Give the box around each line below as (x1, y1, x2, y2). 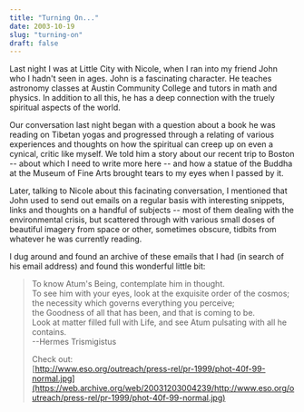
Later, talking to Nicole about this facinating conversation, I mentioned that (9, 185, 288, 196)
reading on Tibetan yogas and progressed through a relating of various (9, 129, 275, 141)
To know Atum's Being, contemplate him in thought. (31, 279, 225, 289)
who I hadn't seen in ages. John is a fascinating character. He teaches (9, 74, 272, 84)
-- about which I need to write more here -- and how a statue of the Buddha (9, 158, 293, 169)
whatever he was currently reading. (9, 233, 142, 245)
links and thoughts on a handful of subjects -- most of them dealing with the (9, 205, 295, 216)
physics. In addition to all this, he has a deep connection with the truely (9, 93, 275, 103)
